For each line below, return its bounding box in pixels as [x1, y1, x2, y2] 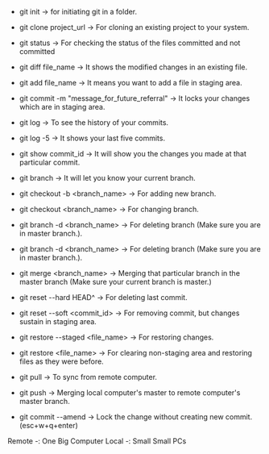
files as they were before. [19, 356, 104, 366]
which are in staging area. [19, 102, 106, 111]
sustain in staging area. [19, 317, 97, 326]
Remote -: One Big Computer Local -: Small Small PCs [7, 436, 187, 446]
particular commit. [19, 157, 81, 167]
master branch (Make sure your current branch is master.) [19, 277, 212, 286]
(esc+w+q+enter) [19, 421, 78, 430]
